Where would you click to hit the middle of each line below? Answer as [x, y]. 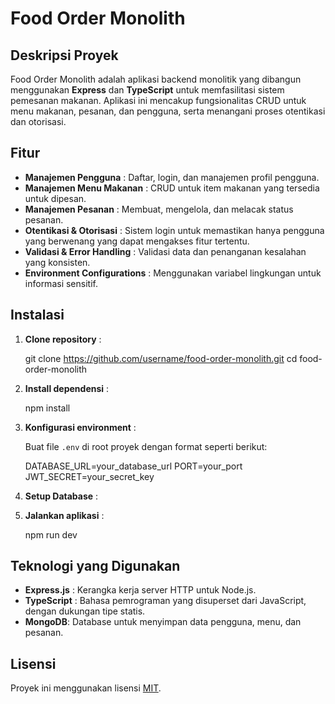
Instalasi [37, 315]
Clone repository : [63, 339]
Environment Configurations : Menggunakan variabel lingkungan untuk [173, 273]
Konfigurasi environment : [80, 427]
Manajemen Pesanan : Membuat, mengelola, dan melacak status [159, 209]
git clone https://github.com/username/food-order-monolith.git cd [161, 358]
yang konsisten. [57, 262]
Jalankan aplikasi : [64, 515]
